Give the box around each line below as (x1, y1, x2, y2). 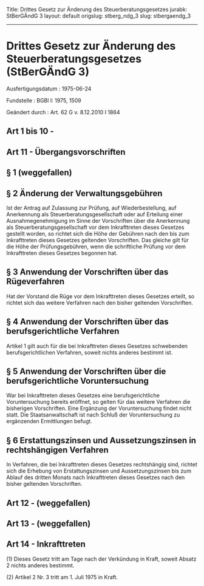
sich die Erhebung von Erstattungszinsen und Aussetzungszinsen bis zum (6, 468, 192, 475)
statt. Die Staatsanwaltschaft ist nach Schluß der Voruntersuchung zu (6, 411, 180, 418)
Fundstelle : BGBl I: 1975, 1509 (6, 97, 81, 104)
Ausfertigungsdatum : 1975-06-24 (6, 85, 92, 92)
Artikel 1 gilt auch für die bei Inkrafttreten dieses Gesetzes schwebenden (6, 342, 188, 349)
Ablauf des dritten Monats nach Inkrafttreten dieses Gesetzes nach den (6, 474, 185, 481)
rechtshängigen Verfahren (6, 445, 109, 455)
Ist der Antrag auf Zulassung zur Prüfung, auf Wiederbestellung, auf (6, 204, 177, 211)
